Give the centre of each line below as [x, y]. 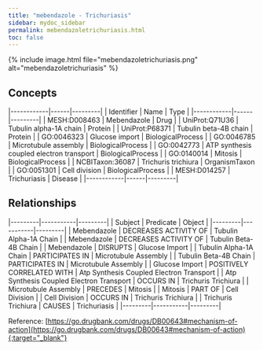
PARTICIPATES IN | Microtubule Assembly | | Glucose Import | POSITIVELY [128, 263]
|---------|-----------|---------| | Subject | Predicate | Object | [108, 222]
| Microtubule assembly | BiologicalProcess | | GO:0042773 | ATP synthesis [130, 146]
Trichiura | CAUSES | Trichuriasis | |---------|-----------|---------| [115, 306]
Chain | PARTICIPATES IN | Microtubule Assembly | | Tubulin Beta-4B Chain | [132, 256]
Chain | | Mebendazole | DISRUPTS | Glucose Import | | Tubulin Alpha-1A [136, 247]
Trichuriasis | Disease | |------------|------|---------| [93, 179]
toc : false [26, 37]
